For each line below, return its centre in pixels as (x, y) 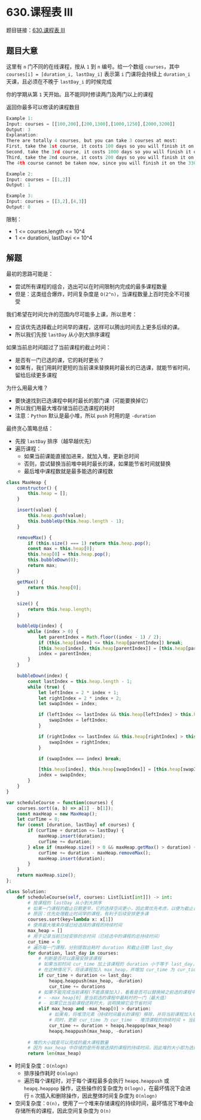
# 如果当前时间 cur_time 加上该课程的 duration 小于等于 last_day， (118, 964)
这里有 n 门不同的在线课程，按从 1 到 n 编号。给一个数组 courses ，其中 (93, 66)
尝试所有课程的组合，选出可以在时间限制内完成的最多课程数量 (91, 286)
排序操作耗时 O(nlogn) (51, 1073)
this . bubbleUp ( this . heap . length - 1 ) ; (76, 521)
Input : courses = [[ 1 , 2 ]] (38, 180)
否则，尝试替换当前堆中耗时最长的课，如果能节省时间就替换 (97, 464)
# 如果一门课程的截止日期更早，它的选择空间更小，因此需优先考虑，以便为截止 (110, 908)
